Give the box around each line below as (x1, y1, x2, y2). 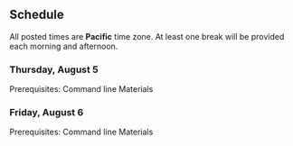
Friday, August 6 (9, 106, 84, 119)
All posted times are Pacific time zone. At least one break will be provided (9, 31, 285, 41)
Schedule (9, 7, 65, 23)
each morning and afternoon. (9, 41, 118, 51)
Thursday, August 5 (9, 63, 99, 76)
